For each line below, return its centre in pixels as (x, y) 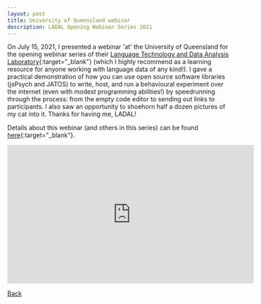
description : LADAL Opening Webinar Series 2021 (80, 27)
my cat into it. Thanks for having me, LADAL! (72, 114)
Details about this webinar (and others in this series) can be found (103, 128)
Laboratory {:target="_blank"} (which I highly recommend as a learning (109, 62)
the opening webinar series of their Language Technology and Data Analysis (118, 54)
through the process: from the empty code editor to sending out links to (111, 99)
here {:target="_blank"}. (41, 135)
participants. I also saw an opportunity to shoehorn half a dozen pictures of (116, 107)
